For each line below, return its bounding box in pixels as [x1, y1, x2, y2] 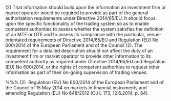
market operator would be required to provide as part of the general [5, 10, 148, 16]
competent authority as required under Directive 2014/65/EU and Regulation [5, 59, 166, 64]
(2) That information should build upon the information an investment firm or [5, 5, 166, 10]
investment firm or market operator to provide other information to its [5, 53, 151, 59]
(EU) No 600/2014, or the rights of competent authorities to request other [5, 64, 160, 70]
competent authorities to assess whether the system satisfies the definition [5, 26, 164, 32]
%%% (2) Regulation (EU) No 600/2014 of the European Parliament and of [5, 79, 164, 85]
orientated [5, 37, 27, 43]
